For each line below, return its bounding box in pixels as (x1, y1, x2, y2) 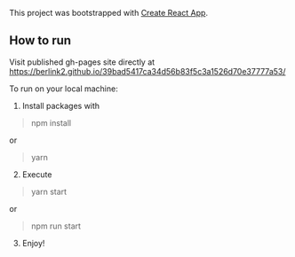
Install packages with (21, 100, 100, 111)
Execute (21, 168, 52, 180)
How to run (9, 33, 72, 48)
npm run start (30, 221, 82, 231)
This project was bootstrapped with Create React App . (9, 8, 209, 18)
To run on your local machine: (9, 83, 118, 94)
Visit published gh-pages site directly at (9, 57, 155, 67)
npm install (30, 117, 72, 128)
